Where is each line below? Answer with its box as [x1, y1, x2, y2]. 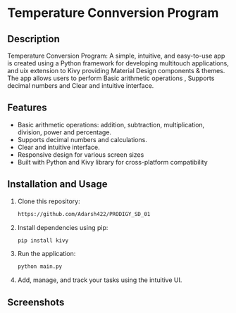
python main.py [17, 263, 63, 270]
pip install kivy [17, 237, 69, 244]
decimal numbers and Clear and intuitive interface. [7, 82, 154, 89]
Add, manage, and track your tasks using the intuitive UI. [17, 276, 182, 284]
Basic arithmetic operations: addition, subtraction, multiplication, [17, 120, 205, 129]
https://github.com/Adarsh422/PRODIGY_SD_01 [17, 210, 151, 217]
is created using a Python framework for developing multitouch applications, [7, 59, 229, 68]
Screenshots [7, 296, 65, 308]
